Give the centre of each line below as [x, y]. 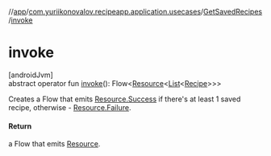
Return [20, 126]
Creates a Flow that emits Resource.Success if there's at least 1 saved [125, 99]
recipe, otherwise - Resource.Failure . [70, 107]
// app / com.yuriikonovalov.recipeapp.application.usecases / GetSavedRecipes [135, 12]
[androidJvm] [31, 75]
